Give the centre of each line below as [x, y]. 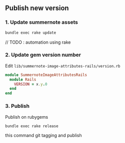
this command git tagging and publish [44, 136]
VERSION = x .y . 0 [31, 84]
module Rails [23, 79]
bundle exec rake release [32, 126]
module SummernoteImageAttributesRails [46, 75]
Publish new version [37, 8]
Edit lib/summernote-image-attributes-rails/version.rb [63, 66]
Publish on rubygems [27, 117]
